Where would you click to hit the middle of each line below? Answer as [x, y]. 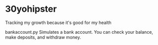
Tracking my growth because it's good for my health [59, 22]
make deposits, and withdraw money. [43, 37]
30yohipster [31, 9]
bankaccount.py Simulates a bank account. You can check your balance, [79, 32]
